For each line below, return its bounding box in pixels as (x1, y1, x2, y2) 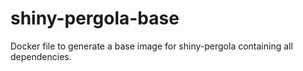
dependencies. (10, 50, 72, 62)
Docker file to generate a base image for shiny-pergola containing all (10, 40, 293, 52)
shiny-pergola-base (10, 7, 180, 30)
